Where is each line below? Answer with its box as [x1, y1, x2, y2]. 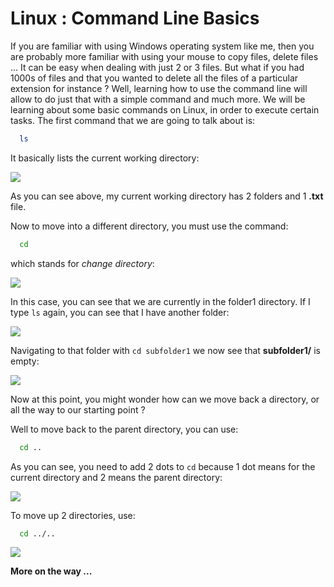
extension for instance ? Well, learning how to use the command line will [10, 82, 308, 94]
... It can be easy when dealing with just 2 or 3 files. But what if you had [10, 61, 305, 73]
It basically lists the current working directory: [10, 152, 200, 164]
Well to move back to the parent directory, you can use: [10, 423, 239, 435]
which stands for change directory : [10, 257, 155, 269]
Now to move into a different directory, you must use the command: [10, 220, 289, 232]
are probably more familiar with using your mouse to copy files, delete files [10, 50, 319, 62]
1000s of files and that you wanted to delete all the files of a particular [10, 72, 299, 84]
